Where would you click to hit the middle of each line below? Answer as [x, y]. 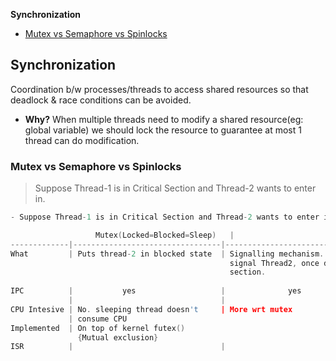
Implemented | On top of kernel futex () [98, 328]
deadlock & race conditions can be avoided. [101, 100]
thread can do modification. [82, 140]
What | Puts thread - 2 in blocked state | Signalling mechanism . [167, 254]
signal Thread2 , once [274, 263]
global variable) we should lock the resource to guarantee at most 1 [163, 130]
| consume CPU [98, 319]
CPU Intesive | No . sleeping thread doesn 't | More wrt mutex [151, 309]
